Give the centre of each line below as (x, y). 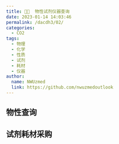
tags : (13, 38)
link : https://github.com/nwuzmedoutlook (62, 87)
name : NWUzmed (28, 82)
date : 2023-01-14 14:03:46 (39, 17)
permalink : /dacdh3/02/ (35, 22)
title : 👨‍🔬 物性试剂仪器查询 (38, 11)
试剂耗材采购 (29, 134)
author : (15, 76)
